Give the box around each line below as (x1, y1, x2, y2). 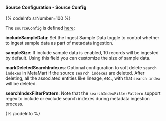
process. (5, 101, 24, 107)
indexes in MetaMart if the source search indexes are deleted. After (5, 70, 145, 76)
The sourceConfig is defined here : (5, 25, 75, 31)
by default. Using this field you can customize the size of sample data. (5, 55, 151, 61)
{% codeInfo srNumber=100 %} (5, 15, 71, 21)
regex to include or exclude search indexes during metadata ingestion (5, 96, 150, 102)
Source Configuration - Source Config (5, 4, 87, 10)
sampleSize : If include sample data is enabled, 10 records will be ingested (5, 50, 159, 56)
